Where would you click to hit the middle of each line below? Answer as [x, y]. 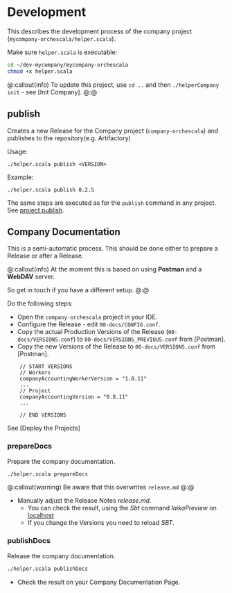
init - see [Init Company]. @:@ [52, 92]
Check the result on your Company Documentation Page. [99, 582]
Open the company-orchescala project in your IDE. [87, 317]
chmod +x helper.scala [40, 71]
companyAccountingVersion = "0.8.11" [74, 397]
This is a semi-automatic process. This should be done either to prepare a [113, 249]
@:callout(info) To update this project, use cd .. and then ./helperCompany [113, 85]
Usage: [17, 151]
